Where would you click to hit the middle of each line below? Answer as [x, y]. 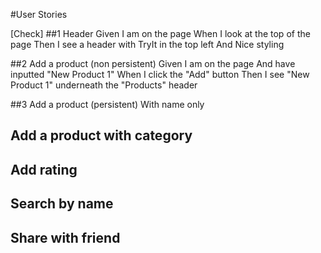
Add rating [44, 169]
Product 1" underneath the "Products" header [104, 85]
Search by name [62, 204]
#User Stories [39, 14]
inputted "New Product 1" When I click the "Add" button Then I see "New [160, 74]
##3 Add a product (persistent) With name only [107, 104]
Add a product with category [101, 135]
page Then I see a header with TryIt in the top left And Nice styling [147, 44]
